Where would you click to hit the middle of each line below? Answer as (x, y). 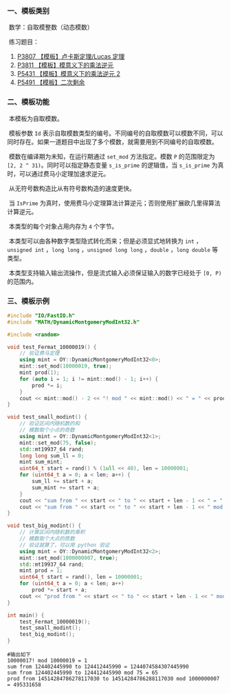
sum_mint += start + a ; (66, 488)
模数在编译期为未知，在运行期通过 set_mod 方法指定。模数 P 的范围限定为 (112, 156)
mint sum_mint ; (41, 462)
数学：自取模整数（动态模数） (51, 27)
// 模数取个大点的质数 (47, 539)
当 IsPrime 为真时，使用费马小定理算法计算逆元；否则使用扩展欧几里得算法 (114, 203)
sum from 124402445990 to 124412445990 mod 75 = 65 (82, 673)
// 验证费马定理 (40, 353)
